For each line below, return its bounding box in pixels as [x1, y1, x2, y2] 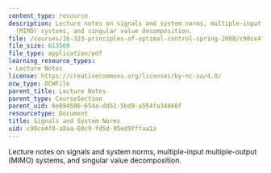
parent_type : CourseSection [8, 95, 103, 103]
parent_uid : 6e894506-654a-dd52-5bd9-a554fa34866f [8, 102, 182, 110]
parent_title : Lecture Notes [8, 86, 106, 95]
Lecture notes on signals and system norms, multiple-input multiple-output [8, 146, 257, 156]
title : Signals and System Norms [8, 117, 121, 125]
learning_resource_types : [8, 57, 95, 65]
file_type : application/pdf [8, 49, 103, 57]
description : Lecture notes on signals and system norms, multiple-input [8, 19, 262, 27]
